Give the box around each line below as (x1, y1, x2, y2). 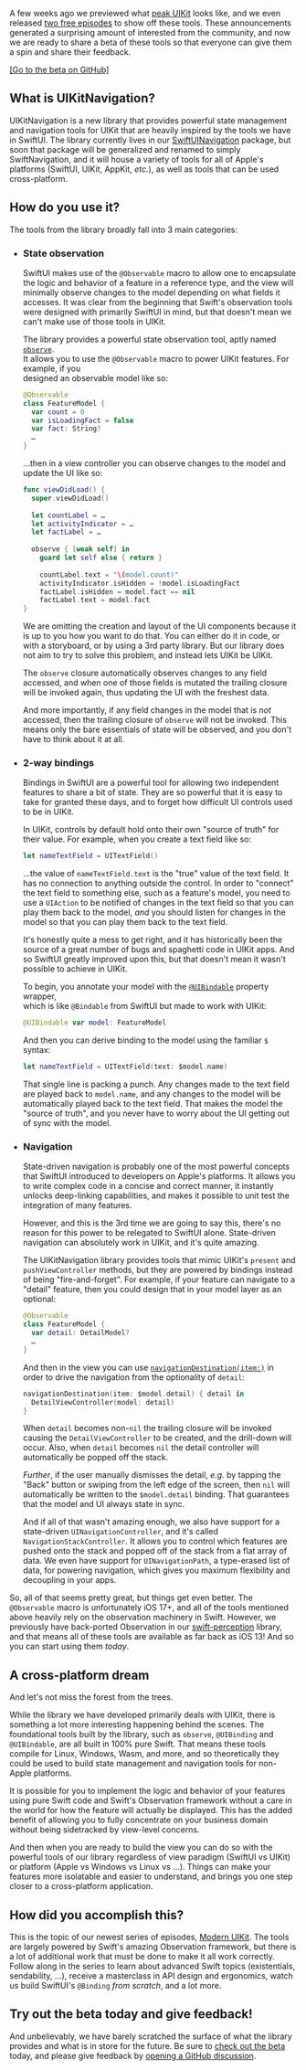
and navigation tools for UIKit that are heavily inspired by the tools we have (9, 124, 291, 135)
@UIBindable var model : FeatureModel (22, 1018, 167, 1027)
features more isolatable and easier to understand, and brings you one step (9, 1871, 293, 1882)
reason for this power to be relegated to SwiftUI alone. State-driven (22, 1227, 276, 1238)
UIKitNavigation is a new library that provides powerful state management (9, 114, 288, 126)
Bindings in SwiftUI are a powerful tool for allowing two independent (22, 777, 280, 789)
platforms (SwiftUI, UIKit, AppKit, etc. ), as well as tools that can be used (9, 164, 280, 175)
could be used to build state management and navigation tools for (9, 1758, 258, 1769)
